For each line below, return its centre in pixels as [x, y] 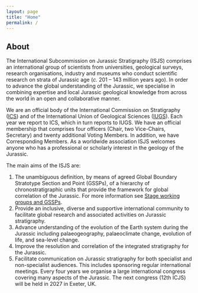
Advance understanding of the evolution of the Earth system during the [101, 227]
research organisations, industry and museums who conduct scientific [92, 73]
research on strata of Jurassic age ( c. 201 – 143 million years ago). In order [97, 80]
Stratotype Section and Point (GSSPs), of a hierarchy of [82, 183]
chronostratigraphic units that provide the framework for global [91, 189]
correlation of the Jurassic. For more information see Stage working [97, 196]
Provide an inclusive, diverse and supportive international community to [102, 208]
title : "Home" [24, 17]
